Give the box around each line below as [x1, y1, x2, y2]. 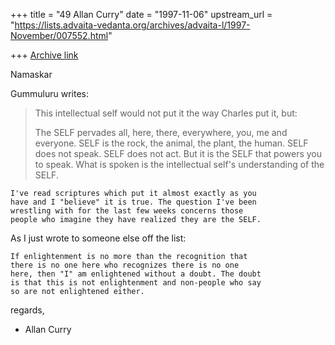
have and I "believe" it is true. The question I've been [10, 197, 257, 207]
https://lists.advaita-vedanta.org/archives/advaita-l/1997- [14, 19, 251, 31]
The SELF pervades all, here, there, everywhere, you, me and [34, 127, 288, 138]
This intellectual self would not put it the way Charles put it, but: [34, 107, 298, 119]
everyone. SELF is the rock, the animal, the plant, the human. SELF [34, 137, 309, 149]
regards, [10, 304, 45, 316]
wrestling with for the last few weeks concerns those [10, 206, 244, 216]
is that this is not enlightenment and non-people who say [10, 278, 262, 288]
